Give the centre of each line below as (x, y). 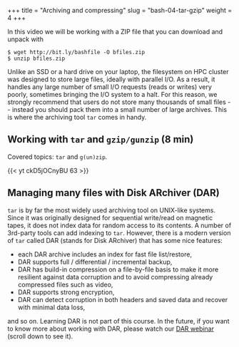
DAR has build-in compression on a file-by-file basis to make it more (118, 269)
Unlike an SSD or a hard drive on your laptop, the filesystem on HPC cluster (118, 72)
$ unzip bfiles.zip (36, 58)
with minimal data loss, (51, 307)
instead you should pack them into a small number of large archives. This (119, 109)
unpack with (26, 39)
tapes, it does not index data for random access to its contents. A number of (119, 225)
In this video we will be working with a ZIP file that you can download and (115, 32)
